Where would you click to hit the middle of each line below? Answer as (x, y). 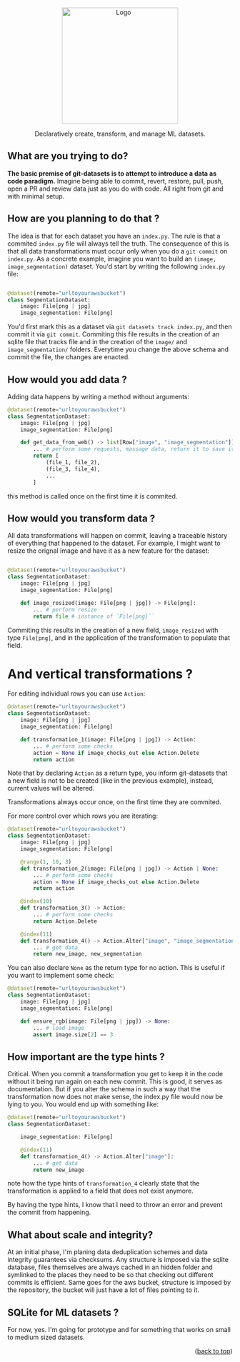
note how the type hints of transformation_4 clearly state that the (104, 1183)
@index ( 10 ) (36, 901)
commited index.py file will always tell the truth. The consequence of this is (118, 244)
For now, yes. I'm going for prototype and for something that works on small (119, 1330)
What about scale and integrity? (80, 1235)
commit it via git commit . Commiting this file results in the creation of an (114, 334)
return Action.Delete (65, 921)
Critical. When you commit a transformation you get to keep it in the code (115, 1074)
